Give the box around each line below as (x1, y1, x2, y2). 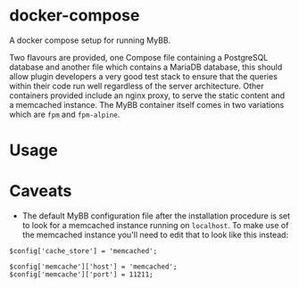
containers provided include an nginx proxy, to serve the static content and (9, 90, 286, 101)
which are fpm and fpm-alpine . (9, 109, 120, 119)
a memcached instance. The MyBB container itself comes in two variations (9, 99, 285, 110)
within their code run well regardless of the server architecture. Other (9, 80, 265, 91)
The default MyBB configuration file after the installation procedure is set (21, 210, 291, 221)
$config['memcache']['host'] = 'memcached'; (9, 262, 178, 272)
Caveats (9, 181, 72, 202)
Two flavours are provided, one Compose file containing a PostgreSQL (9, 52, 269, 62)
